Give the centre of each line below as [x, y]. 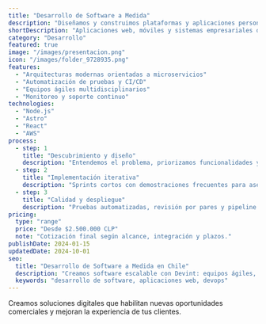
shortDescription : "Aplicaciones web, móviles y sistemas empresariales [131, 30]
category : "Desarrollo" [47, 38]
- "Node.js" [35, 112]
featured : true [33, 45]
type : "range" [38, 222]
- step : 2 [31, 170]
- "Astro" [31, 119]
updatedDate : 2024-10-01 [49, 251]
